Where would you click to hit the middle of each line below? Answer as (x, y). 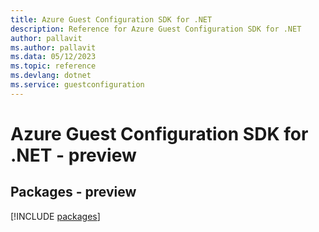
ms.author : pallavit (53, 47)
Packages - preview (73, 192)
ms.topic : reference (53, 66)
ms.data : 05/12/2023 (53, 57)
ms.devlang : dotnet (51, 76)
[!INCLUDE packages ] (55, 216)
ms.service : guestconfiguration (77, 85)
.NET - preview (73, 155)
